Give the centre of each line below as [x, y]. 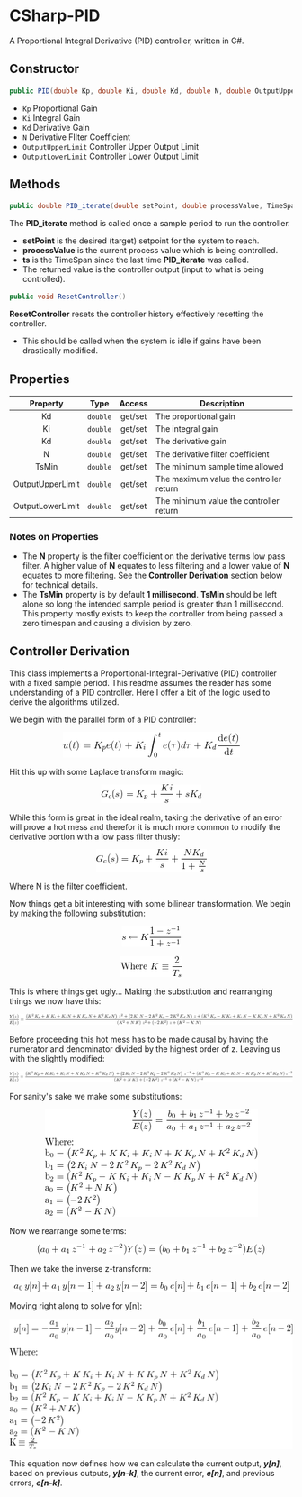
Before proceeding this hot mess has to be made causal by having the [139, 1039]
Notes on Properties [54, 536]
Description [222, 403]
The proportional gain [195, 416]
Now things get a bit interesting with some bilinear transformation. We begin [150, 903]
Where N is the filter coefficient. [68, 886]
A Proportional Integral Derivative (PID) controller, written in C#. [127, 41]
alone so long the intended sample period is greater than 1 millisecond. [153, 604]
